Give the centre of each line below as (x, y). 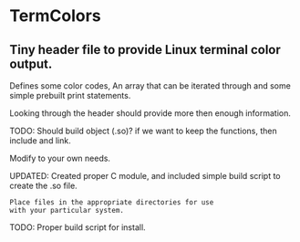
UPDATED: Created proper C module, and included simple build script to (145, 176)
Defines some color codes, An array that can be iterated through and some (150, 86)
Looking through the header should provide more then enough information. (150, 113)
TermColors (56, 16)
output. (31, 63)
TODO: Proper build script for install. (78, 227)
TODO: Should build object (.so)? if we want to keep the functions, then (143, 131)
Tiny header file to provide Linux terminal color (145, 50)
